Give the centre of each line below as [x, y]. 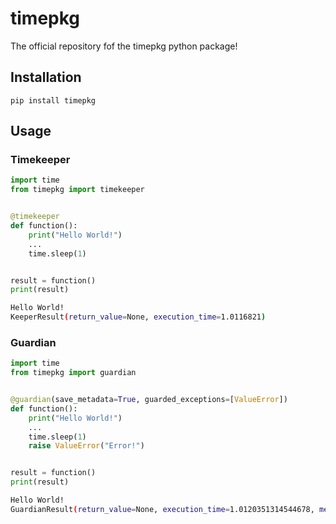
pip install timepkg [53, 100]
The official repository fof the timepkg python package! [124, 46]
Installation [46, 77]
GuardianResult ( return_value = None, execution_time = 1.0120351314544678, [162, 509]
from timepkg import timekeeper [77, 190]
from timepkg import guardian [73, 373]
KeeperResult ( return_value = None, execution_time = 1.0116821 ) [138, 317]
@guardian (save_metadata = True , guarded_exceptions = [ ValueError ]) [149, 400]
